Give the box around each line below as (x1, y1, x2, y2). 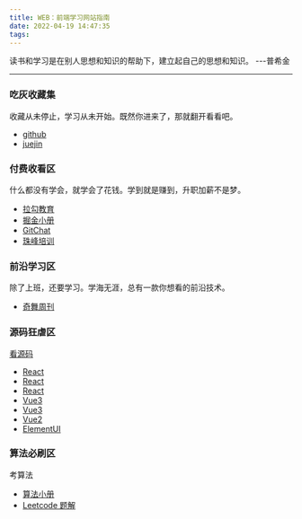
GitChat (22, 224, 51, 235)
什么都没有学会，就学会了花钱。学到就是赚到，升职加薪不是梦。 (9, 184, 245, 195)
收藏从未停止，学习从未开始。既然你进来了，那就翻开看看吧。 (9, 110, 238, 121)
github (22, 128, 47, 139)
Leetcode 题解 (22, 499, 76, 510)
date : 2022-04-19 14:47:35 (9, 22, 111, 31)
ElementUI (22, 423, 61, 434)
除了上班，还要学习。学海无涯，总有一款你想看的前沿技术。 (9, 282, 230, 293)
